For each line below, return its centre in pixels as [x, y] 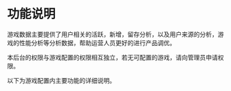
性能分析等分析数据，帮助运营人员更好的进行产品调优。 [97, 42]
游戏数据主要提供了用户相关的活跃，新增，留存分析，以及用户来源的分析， [112, 34]
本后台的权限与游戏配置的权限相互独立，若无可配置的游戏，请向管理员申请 [112, 57]
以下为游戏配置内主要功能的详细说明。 [61, 80]
